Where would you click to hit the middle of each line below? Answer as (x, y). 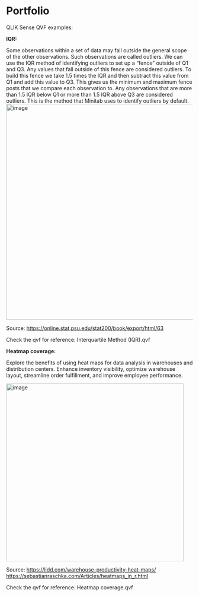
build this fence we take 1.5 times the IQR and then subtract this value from (97, 75)
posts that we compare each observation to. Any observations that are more (99, 88)
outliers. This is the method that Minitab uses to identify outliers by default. (97, 101)
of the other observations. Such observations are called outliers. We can (94, 56)
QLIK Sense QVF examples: (39, 27)
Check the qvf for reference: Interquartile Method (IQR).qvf (78, 339)
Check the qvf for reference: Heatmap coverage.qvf (70, 587)
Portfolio (28, 11)
